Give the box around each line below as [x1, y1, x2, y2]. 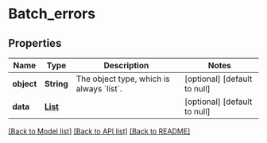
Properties [8, 37, 62, 50]
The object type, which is [75, 73, 170, 84]
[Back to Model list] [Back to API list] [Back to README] [8, 126, 191, 136]
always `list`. [75, 83, 122, 94]
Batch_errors [8, 5, 96, 23]
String [44, 79, 69, 89]
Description [103, 60, 149, 71]
